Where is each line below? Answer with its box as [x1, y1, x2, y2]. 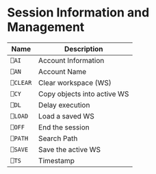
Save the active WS [38, 145, 101, 154]
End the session [38, 122, 90, 132]
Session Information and [7, 5, 150, 21]
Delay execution [38, 100, 90, 110]
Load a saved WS [38, 111, 94, 121]
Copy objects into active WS [38, 89, 129, 99]
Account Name [38, 66, 87, 76]
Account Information [38, 55, 105, 65]
